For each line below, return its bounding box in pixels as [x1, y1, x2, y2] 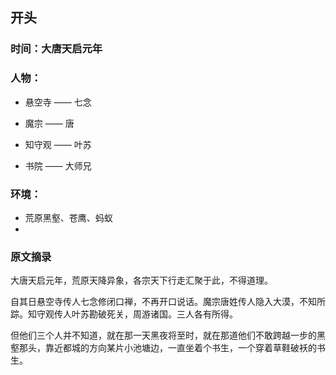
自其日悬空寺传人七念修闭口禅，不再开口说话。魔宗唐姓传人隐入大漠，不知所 [10, 296, 326, 308]
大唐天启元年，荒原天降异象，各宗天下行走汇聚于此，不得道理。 [10, 274, 273, 287]
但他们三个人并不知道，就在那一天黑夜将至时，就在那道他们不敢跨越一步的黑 [10, 329, 326, 342]
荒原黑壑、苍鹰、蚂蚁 [24, 211, 113, 223]
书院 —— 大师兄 [24, 159, 92, 172]
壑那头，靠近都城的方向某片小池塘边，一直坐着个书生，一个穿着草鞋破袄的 [10, 342, 317, 354]
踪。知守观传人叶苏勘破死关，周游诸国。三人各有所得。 [10, 308, 238, 320]
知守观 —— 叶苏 [24, 138, 92, 150]
